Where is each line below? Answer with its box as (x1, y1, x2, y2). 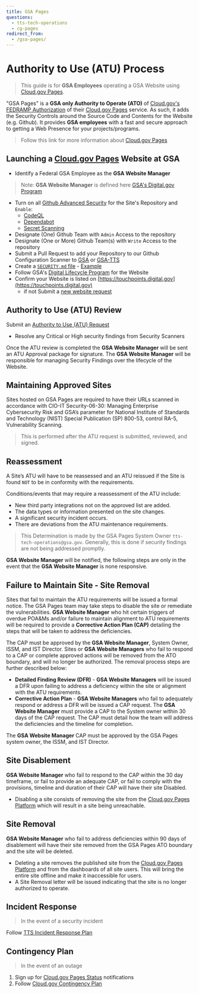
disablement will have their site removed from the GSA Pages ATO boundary (6, 841, 193, 848)
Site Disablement (6, 755, 71, 766)
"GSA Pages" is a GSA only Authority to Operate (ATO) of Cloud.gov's (6, 100, 180, 107)
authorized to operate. (14, 885, 70, 892)
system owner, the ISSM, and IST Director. (6, 738, 110, 745)
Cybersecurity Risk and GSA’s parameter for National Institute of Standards (6, 409, 190, 416)
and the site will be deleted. (6, 848, 74, 855)
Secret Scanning (23, 224, 65, 231)
